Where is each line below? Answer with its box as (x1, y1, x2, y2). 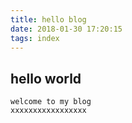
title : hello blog (10, 14, 87, 25)
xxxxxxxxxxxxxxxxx (10, 106, 87, 116)
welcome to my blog (10, 97, 92, 107)
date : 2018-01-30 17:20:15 (10, 24, 123, 34)
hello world (10, 70, 82, 87)
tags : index (10, 33, 60, 43)
